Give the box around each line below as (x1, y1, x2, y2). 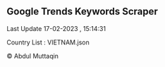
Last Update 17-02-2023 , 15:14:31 (6, 24, 106, 32)
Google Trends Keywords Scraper (6, 6, 158, 18)
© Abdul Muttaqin (6, 51, 59, 60)
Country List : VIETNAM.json (6, 38, 90, 47)
